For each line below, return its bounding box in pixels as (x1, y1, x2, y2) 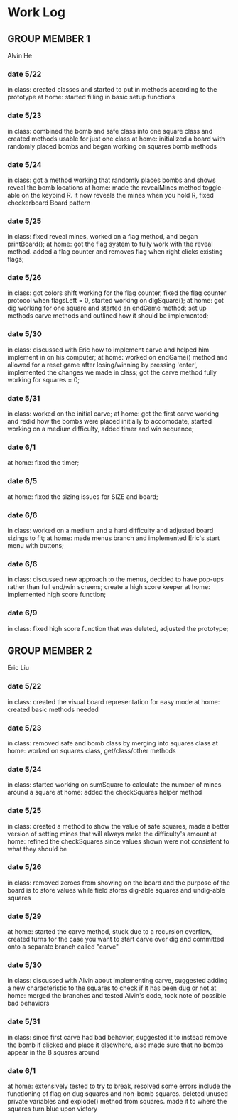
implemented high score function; (7, 591, 107, 599)
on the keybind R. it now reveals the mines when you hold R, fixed (21, 190, 215, 199)
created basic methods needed (7, 705, 99, 714)
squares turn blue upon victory (7, 1104, 98, 1113)
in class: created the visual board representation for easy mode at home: (7, 697, 220, 706)
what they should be (7, 844, 67, 853)
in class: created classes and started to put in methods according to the (7, 85, 217, 94)
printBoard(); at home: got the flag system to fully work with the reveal (7, 239, 213, 249)
